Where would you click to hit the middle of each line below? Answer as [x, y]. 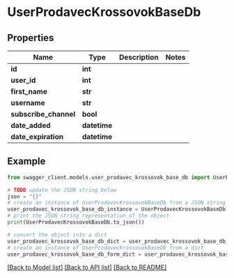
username [28, 103]
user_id [23, 80]
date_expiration [37, 137]
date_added [31, 125]
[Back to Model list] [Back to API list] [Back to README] [87, 268]
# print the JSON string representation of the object [88, 216]
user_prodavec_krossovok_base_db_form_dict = [74, 254]
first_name [29, 91]
